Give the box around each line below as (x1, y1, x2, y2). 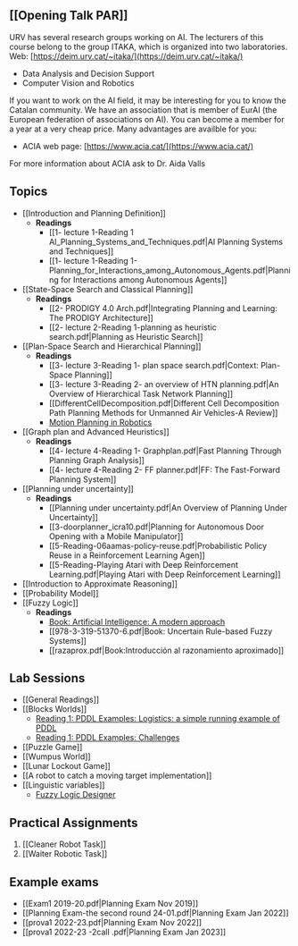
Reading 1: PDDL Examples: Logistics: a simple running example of (35, 714, 281, 724)
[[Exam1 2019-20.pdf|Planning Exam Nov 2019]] (21, 899, 199, 909)
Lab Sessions (9, 671, 86, 686)
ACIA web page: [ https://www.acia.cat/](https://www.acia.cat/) (21, 140, 254, 151)
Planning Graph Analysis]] (48, 454, 145, 465)
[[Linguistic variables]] (21, 780, 105, 790)
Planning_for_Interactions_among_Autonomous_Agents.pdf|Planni (48, 265, 291, 275)
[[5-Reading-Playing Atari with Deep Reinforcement (48, 559, 239, 570)
